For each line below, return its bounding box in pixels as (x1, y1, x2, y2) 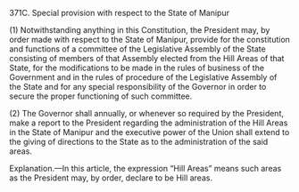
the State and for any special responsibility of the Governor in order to (9, 82, 267, 92)
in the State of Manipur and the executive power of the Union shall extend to (9, 127, 290, 137)
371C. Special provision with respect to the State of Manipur (9, 8, 230, 18)
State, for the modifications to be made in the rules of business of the (9, 62, 265, 73)
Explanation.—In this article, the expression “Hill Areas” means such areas (9, 164, 282, 173)
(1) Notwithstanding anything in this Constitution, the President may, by (9, 25, 270, 35)
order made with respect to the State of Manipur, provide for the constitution (9, 35, 290, 44)
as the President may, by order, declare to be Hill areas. (9, 172, 212, 183)
